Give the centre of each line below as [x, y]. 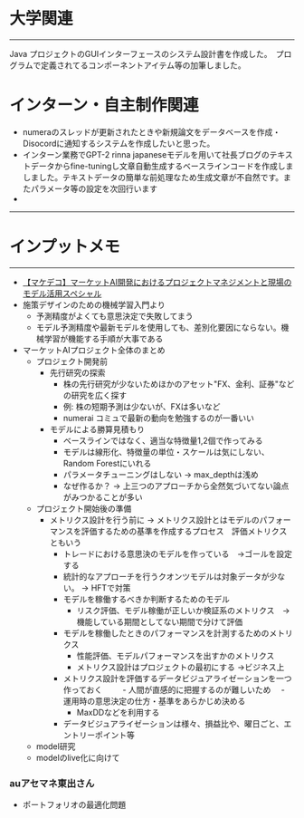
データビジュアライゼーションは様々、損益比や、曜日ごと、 [173, 723]
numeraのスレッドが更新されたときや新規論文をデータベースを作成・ [152, 131]
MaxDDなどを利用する [118, 712]
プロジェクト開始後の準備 [84, 508]
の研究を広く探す [95, 395]
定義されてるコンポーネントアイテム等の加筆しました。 [143, 65]
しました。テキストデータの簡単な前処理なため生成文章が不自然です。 [152, 177]
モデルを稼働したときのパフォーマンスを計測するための [166, 633]
